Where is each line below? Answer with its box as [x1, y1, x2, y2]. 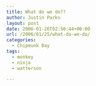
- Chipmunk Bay [11, 43, 50, 49]
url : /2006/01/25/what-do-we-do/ [6, 31, 91, 38]
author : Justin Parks [6, 15, 61, 21]
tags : [6, 48, 20, 55]
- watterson [11, 65, 42, 71]
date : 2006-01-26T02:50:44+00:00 [6, 25, 91, 32]
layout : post [6, 20, 39, 26]
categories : [6, 37, 36, 43]
